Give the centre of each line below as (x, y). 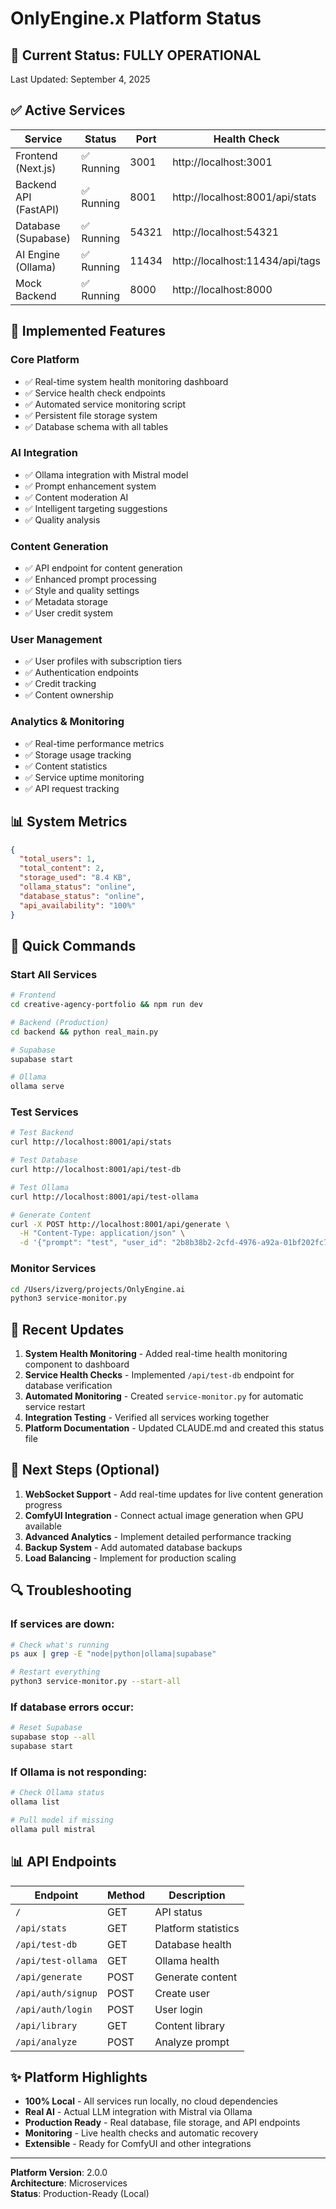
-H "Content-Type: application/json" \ (102, 1233)
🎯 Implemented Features (88, 331)
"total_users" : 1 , (58, 859)
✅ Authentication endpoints (81, 673)
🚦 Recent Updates (67, 1329)
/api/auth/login (54, 2009)
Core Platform (45, 360)
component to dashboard (77, 1364)
